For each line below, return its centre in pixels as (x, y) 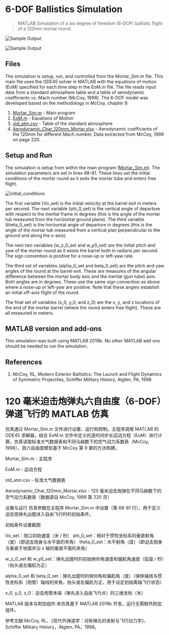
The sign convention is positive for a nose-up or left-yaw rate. (70, 256)
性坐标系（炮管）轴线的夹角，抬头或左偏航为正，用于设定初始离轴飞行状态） (85, 582)
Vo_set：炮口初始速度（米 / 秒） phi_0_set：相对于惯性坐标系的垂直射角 (80, 536)
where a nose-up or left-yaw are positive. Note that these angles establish (82, 287)
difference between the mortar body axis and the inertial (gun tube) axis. (81, 276)
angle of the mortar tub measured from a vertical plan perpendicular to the (83, 230)
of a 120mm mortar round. (45, 28)
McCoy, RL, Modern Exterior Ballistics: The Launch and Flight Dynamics (87, 374)
